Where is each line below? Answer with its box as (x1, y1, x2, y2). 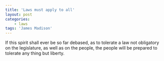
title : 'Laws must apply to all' (5, 7, 75, 12)
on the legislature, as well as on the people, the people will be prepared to (5, 45, 157, 51)
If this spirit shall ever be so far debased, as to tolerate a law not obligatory (5, 39, 159, 45)
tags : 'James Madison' (5, 26, 52, 31)
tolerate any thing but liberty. (5, 50, 65, 56)
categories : (5, 16, 30, 21)
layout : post (5, 12, 32, 17)
